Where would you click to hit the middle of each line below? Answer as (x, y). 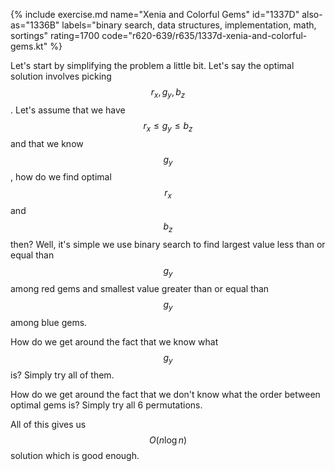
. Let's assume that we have (68, 110)
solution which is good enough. (75, 456)
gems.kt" (29, 46)
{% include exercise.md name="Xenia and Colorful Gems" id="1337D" (155, 14)
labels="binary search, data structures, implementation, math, (189, 25)
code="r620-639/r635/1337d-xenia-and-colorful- (204, 35)
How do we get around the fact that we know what (114, 341)
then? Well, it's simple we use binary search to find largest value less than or (168, 244)
